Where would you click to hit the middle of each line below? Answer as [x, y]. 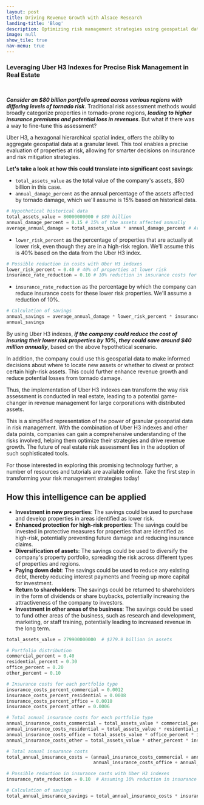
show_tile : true [27, 40]
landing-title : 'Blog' [35, 23]
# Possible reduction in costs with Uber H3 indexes [74, 264]
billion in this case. [38, 187]
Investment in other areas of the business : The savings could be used [104, 609]
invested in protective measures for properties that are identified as [99, 531]
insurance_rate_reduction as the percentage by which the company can [106, 287]
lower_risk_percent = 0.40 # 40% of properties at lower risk [87, 269]
